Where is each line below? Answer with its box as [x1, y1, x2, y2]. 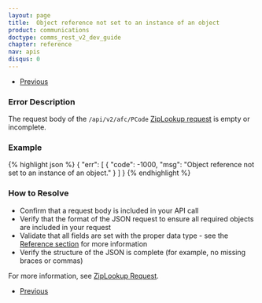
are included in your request [19, 222, 112, 232]
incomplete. [8, 122, 47, 132]
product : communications [8, 26, 90, 34]
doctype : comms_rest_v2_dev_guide [8, 33, 122, 42]
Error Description [8, 96, 76, 107]
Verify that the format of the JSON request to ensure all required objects [19, 214, 254, 224]
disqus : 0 [8, 56, 41, 64]
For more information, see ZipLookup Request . [8, 271, 159, 280]
